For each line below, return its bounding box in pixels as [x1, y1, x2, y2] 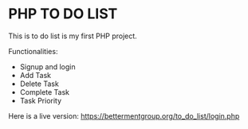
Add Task [19, 70, 52, 80]
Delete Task [19, 79, 60, 88]
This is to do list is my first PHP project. [8, 31, 137, 41]
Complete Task [19, 87, 70, 96]
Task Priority [19, 96, 62, 105]
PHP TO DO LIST [8, 5, 118, 23]
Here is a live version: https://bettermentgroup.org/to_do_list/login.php [8, 111, 240, 120]
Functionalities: [8, 46, 58, 56]
